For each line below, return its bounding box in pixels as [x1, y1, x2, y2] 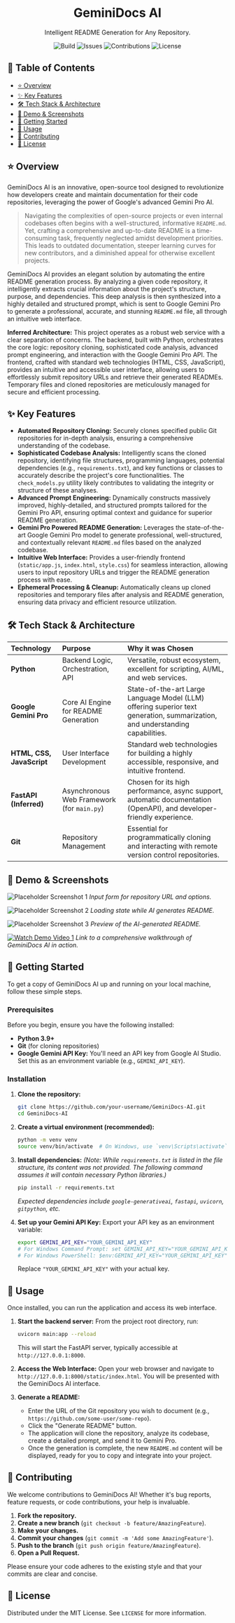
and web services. [127, 673, 187, 683]
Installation [7, 1074, 47, 1084]
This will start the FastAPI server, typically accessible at [17, 1344, 178, 1352]
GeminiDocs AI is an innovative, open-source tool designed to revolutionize [7, 182, 225, 191]
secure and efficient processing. [7, 387, 101, 396]
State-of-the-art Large [127, 684, 206, 694]
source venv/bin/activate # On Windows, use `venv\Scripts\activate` [17, 1143, 228, 1150]
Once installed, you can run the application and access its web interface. [7, 1304, 217, 1312]
